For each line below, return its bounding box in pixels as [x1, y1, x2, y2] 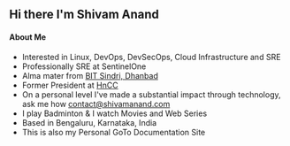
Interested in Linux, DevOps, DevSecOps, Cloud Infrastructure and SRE [21, 51, 281, 62]
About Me [9, 31, 47, 42]
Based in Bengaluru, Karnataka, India [21, 117, 157, 127]
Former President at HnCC [21, 80, 118, 90]
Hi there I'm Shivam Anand [9, 7, 159, 22]
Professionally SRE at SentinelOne [21, 61, 147, 72]
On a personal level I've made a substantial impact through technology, [21, 88, 281, 100]
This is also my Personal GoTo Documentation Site [21, 127, 206, 137]
